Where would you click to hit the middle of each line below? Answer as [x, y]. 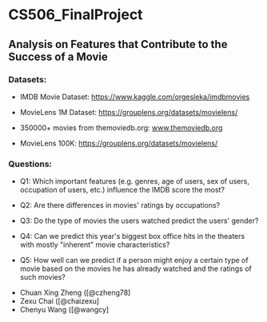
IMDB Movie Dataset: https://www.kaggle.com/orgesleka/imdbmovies [135, 97]
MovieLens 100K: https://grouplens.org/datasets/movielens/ [119, 143]
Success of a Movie [58, 56]
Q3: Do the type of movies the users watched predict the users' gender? [139, 221]
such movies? [43, 277]
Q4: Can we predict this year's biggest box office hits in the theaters [132, 237]
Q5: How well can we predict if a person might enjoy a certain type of [134, 260]
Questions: [30, 164]
